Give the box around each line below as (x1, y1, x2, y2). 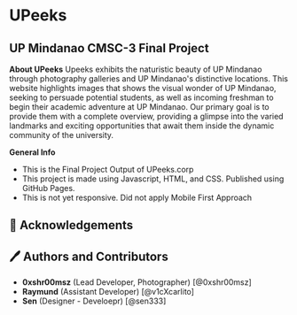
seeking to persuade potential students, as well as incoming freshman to (9, 92, 274, 103)
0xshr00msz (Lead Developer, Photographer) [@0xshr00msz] (21, 277, 253, 288)
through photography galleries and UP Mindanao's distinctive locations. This (9, 73, 288, 84)
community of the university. (9, 130, 113, 140)
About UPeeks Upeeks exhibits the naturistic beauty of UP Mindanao (9, 64, 262, 74)
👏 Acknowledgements (9, 218, 134, 233)
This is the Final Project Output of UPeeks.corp (21, 165, 194, 174)
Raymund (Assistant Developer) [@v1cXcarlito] (21, 287, 195, 297)
